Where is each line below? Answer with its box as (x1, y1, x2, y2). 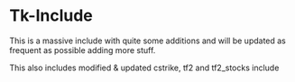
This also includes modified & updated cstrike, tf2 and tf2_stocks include (9, 62, 280, 73)
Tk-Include (9, 5, 93, 26)
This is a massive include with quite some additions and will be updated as (9, 35, 287, 46)
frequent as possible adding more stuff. (9, 44, 156, 55)
